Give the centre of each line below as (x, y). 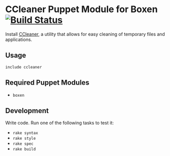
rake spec (23, 144)
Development (27, 111)
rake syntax (25, 133)
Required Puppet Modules (47, 83)
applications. (19, 40)
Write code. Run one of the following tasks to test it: (60, 123)
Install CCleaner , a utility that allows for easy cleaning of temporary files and (85, 34)
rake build (24, 149)
